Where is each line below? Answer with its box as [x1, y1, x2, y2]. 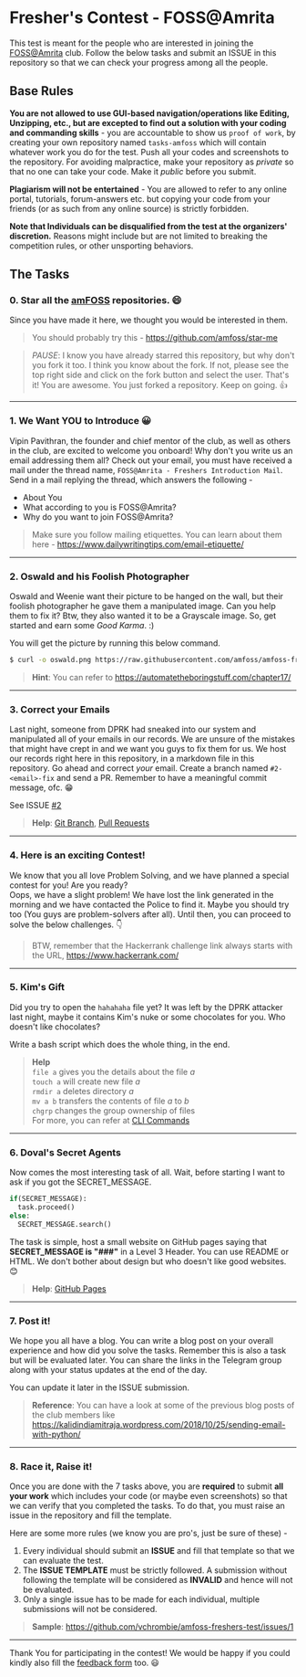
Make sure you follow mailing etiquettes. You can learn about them [31, 529, 282, 540]
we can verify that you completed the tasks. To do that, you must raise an [9, 1501, 285, 1512]
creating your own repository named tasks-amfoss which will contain [9, 136, 267, 148]
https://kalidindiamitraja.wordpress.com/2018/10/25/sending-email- [31, 1419, 286, 1429]
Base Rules [9, 83, 75, 99]
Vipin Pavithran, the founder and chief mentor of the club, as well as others [9, 435, 291, 446]
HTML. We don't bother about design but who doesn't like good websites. [9, 1255, 287, 1267]
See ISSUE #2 [9, 800, 62, 811]
